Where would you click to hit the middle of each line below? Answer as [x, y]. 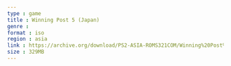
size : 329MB [26, 52]
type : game [24, 13]
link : [16, 45]
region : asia [27, 39]
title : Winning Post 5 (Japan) [53, 20]
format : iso [26, 33]
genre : [18, 26]
